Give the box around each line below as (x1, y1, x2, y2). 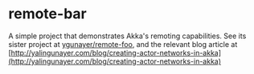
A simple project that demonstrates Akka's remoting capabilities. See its (8, 31, 247, 41)
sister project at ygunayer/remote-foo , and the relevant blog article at (8, 39, 238, 49)
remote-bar (8, 5, 87, 23)
